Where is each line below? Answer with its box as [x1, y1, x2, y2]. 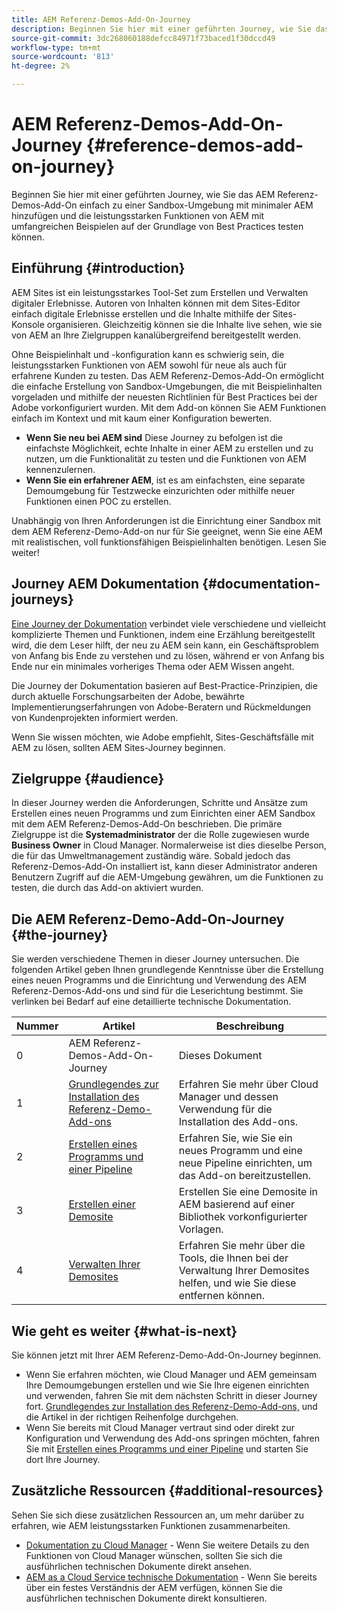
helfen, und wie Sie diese [178, 1276, 297, 1290]
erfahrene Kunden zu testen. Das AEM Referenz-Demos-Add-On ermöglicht [11, 369, 325, 381]
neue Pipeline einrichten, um [178, 1156, 313, 1170]
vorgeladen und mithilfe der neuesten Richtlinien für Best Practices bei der [11, 391, 318, 403]
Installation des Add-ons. [178, 1115, 299, 1129]
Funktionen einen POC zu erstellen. [25, 495, 172, 507]
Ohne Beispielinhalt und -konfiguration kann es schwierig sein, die [11, 348, 285, 360]
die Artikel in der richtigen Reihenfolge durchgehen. [25, 1411, 239, 1423]
